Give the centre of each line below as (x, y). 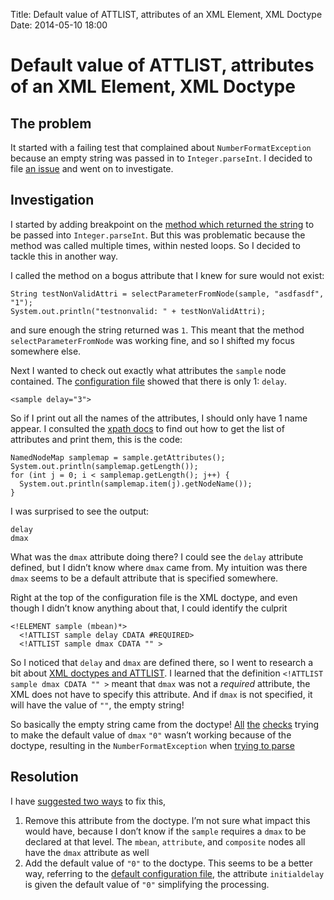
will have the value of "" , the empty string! (97, 705)
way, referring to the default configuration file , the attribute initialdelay (174, 873)
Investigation (52, 200)
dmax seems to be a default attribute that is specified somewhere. (144, 578)
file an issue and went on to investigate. (92, 168)
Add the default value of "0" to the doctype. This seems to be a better (168, 863)
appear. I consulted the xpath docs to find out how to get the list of (147, 428)
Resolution (44, 777)
